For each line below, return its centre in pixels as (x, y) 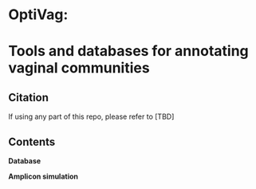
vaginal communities (79, 68)
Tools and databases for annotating (128, 51)
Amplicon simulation (43, 176)
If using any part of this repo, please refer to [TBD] (91, 116)
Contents (32, 142)
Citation (29, 97)
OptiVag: (38, 15)
